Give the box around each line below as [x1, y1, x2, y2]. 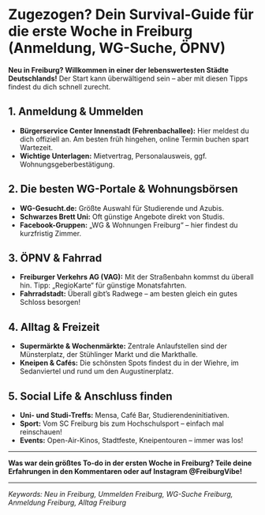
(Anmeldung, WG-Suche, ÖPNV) [8, 39, 226, 57]
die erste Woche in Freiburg [8, 22, 193, 40]
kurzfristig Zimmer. [19, 228, 81, 238]
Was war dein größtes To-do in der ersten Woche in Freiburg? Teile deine [8, 458, 252, 468]
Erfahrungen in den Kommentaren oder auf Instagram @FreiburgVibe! [8, 467, 243, 476]
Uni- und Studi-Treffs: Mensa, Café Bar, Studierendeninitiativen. [19, 411, 230, 419]
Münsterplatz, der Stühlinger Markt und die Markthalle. [19, 350, 199, 359]
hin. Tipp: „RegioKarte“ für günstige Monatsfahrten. [19, 280, 187, 290]
